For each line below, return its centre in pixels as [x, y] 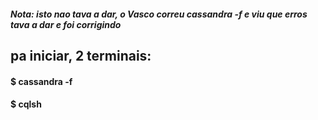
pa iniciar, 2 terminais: [81, 55]
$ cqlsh [26, 104]
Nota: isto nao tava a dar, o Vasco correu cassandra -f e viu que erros [159, 14]
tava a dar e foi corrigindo [66, 24]
